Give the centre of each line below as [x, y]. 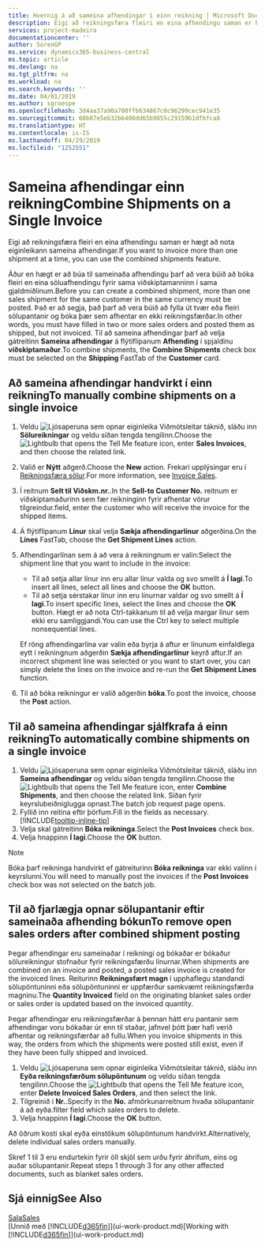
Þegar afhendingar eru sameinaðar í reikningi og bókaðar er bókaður [119, 953]
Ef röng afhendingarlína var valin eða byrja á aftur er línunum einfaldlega [137, 644]
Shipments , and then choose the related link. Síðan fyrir [111, 795]
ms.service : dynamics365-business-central [79, 52]
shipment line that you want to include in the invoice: [105, 563]
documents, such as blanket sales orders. [76, 1174]
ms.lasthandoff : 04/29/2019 [54, 140]
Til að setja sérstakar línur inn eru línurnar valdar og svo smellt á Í [137, 595]
